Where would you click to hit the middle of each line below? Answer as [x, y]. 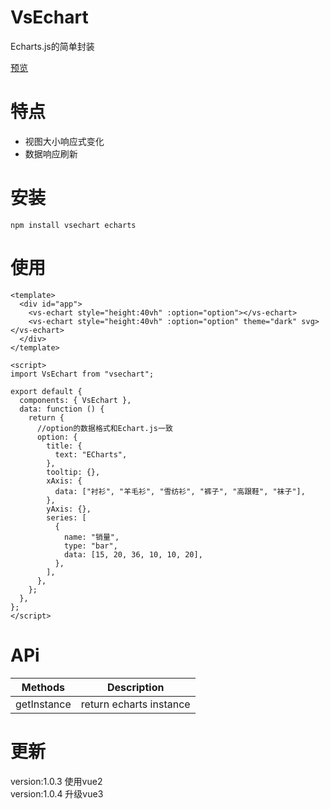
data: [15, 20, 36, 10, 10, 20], [133, 554]
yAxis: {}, [69, 509]
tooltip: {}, [73, 472]
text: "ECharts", [91, 454]
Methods [43, 687]
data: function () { [62, 409]
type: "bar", [90, 546]
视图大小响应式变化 [64, 141]
